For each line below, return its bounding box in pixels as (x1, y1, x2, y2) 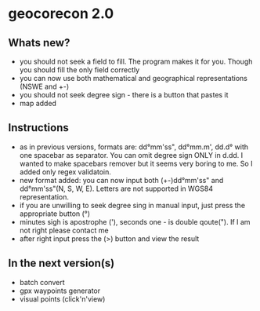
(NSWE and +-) (19, 82, 70, 91)
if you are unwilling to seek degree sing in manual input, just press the (19, 200, 245, 210)
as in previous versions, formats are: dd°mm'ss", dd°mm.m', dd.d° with (19, 142, 249, 152)
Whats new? (8, 36, 70, 49)
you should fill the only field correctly (19, 65, 140, 75)
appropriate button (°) (19, 209, 91, 218)
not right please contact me (19, 225, 109, 235)
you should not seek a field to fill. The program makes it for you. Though (19, 57, 253, 66)
